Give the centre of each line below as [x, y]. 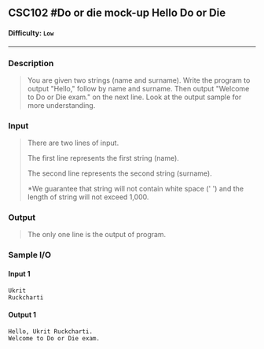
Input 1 [19, 274]
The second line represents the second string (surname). [119, 173]
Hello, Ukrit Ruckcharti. [50, 331]
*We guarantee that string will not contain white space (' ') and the [136, 189]
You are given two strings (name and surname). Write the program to [139, 80]
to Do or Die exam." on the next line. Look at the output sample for [134, 97]
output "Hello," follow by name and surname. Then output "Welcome [138, 88]
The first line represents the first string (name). [103, 158]
